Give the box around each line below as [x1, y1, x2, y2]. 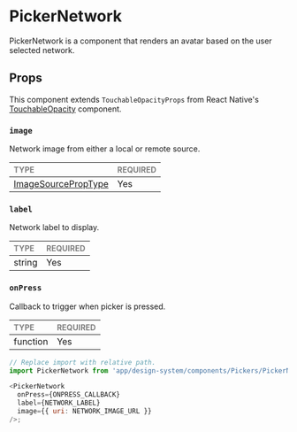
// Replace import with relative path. [9, 358, 156, 366]
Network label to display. [9, 222, 100, 233]
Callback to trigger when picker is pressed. [9, 301, 166, 312]
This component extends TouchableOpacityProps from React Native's [9, 94, 259, 104]
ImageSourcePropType [13, 178, 109, 190]
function [13, 335, 49, 347]
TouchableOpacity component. [9, 104, 122, 114]
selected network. [9, 44, 75, 55]
